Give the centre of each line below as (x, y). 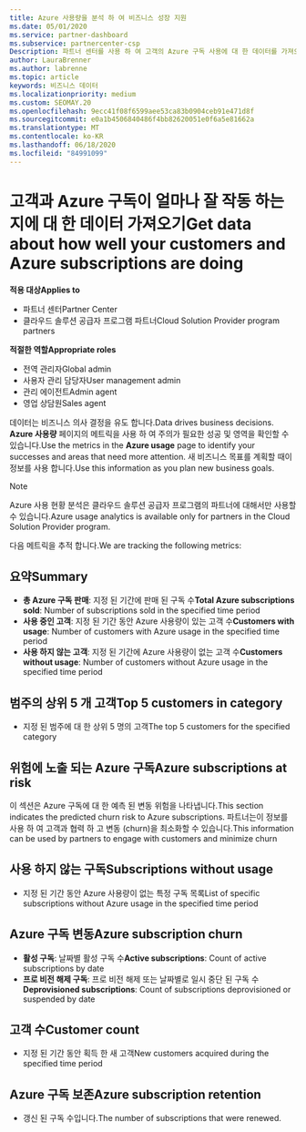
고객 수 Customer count (74, 1030)
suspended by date (59, 999)
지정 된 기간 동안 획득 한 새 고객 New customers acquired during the (146, 1054)
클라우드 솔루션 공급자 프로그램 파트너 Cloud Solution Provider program (151, 321)
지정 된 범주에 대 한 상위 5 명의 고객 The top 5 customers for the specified (156, 727)
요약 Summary (49, 576)
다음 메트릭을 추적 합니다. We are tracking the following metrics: (126, 545)
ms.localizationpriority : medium (73, 94)
